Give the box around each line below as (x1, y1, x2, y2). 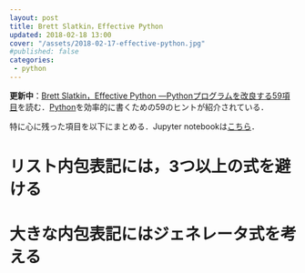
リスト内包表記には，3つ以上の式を (9, 157, 276, 177)
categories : (9, 56, 55, 65)
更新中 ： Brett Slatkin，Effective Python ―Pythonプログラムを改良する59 (9, 90, 282, 101)
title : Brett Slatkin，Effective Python (9, 22, 164, 31)
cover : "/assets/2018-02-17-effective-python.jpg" (9, 38, 206, 48)
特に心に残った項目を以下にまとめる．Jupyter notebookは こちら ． (9, 120, 259, 132)
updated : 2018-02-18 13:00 (9, 30, 112, 39)
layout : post (9, 13, 59, 23)
